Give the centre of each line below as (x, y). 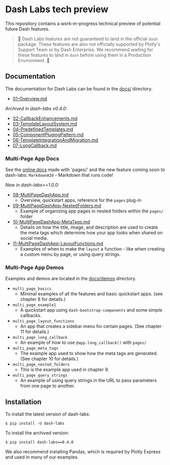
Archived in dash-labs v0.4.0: (36, 108)
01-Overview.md (30, 98)
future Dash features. (27, 29)
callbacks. (31, 316)
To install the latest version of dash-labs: (48, 414)
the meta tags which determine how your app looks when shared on (91, 233)
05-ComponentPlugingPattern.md (48, 134)
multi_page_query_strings (40, 375)
